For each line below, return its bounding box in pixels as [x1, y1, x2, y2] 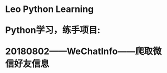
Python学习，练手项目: [5, 24, 101, 36]
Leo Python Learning [5, 3, 94, 15]
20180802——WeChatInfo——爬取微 [5, 46, 162, 57]
